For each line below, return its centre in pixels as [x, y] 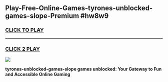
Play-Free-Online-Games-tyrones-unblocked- [79, 8]
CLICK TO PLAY [24, 30]
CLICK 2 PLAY [22, 49]
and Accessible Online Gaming [38, 74]
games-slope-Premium [42, 16]
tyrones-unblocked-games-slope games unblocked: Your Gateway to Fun [83, 69]
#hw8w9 [94, 16]
